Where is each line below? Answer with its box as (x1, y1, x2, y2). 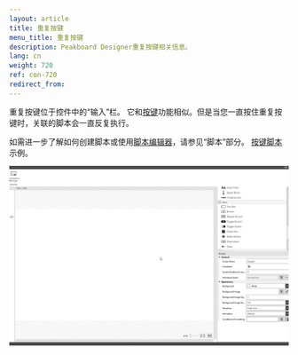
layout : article (9, 14, 69, 23)
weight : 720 (9, 61, 53, 70)
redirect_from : (9, 80, 66, 89)
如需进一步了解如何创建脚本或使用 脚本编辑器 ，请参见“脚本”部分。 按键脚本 (9, 136, 283, 146)
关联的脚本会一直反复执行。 (32, 117, 134, 128)
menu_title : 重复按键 (9, 33, 84, 42)
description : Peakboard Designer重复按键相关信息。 (9, 43, 192, 51)
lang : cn (9, 51, 42, 61)
